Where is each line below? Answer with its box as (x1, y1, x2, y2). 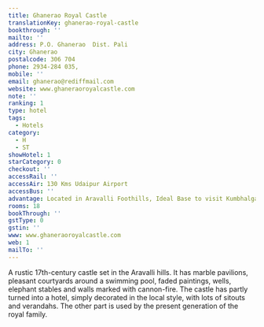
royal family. (8, 309, 48, 319)
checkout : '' (8, 165, 51, 173)
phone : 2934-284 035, (8, 63, 79, 71)
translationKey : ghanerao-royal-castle (8, 19, 139, 27)
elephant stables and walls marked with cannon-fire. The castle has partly (8, 284, 248, 294)
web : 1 (8, 239, 30, 247)
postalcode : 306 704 (8, 56, 76, 64)
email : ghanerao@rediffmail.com (8, 77, 114, 85)
